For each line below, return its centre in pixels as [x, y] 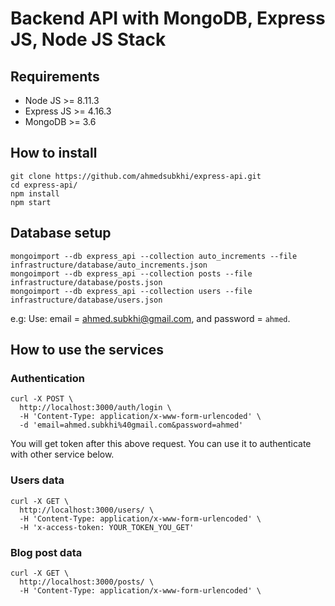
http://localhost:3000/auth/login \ [95, 408]
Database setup [61, 233]
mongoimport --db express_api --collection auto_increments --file [154, 256]
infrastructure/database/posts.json [86, 282]
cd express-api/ [44, 185]
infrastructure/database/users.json [86, 300]
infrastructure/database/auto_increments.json [109, 265]
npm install [35, 193]
